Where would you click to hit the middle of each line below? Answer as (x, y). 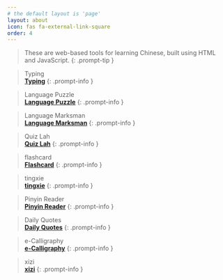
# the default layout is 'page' (54, 14)
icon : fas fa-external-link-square (59, 26)
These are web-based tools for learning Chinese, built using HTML (120, 53)
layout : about (28, 20)
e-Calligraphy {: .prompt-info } (69, 249)
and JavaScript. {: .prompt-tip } (69, 61)
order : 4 (20, 33)
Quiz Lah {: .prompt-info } (61, 144)
